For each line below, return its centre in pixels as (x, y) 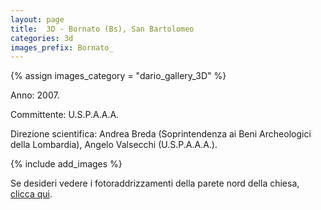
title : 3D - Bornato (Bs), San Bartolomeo (102, 29)
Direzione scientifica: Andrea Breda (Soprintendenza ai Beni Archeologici (161, 134)
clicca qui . (31, 194)
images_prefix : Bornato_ (62, 47)
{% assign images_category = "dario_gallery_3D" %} (118, 76)
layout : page (37, 19)
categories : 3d (42, 38)
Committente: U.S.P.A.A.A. (65, 115)
